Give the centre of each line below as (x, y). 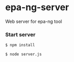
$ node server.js (24, 54)
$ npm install (20, 45)
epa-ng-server (37, 7)
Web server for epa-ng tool (34, 21)
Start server (20, 35)
